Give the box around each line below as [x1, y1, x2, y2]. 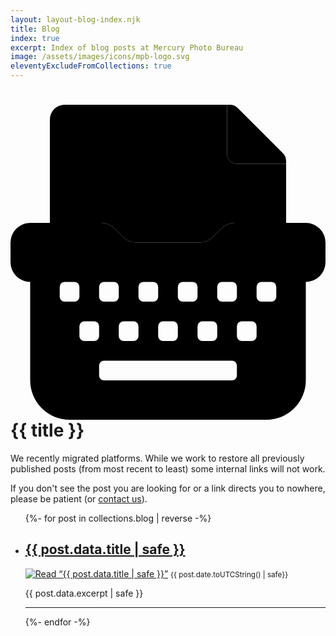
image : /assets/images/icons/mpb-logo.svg [10, 52, 190, 62]
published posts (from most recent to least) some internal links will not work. [10, 462, 326, 475]
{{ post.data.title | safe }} [24, 541, 186, 558]
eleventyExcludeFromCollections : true [10, 61, 172, 71]
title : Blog [10, 24, 60, 34]
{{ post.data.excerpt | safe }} [24, 587, 144, 599]
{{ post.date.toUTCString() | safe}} [170, 569, 289, 580]
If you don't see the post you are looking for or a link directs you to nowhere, [10, 482, 326, 494]
